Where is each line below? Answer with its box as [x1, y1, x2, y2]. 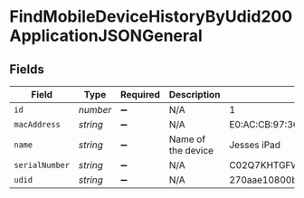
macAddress [14, 119, 61, 129]
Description [168, 89, 221, 100]
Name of [168, 133, 206, 146]
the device [168, 145, 214, 156]
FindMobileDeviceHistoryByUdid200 [9, 6, 293, 27]
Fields [9, 61, 45, 77]
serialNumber [14, 160, 71, 170]
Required [120, 89, 161, 100]
